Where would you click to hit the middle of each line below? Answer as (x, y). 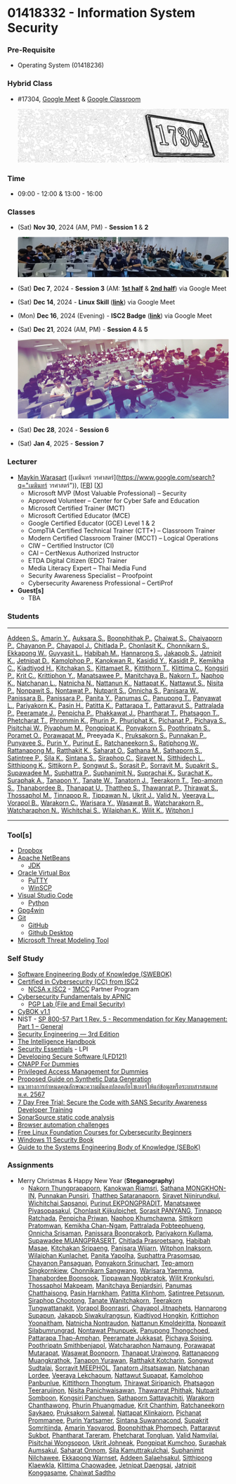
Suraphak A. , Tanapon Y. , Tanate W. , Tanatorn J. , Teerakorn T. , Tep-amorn (115, 780)
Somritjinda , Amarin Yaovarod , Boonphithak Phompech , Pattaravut (124, 1428)
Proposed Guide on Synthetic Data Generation (84, 1079)
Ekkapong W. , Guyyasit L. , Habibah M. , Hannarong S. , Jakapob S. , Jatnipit (114, 653)
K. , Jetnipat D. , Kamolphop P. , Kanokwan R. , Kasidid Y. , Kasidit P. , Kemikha (116, 660)
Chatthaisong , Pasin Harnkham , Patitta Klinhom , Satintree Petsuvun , (126, 1293)
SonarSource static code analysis (66, 1117)
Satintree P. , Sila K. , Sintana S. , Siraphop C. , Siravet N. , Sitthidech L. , (106, 758)
